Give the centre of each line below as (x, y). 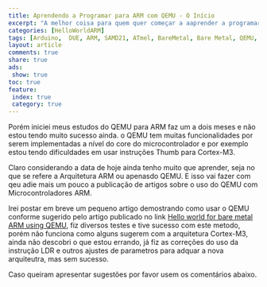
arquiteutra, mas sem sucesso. (58, 259)
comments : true (33, 52)
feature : (23, 89)
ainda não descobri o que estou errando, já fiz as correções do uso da (123, 242)
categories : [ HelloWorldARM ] (56, 30)
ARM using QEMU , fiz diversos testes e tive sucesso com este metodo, (124, 225)
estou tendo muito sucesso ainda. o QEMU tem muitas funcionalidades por (131, 135)
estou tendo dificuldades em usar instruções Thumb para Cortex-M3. (122, 153)
